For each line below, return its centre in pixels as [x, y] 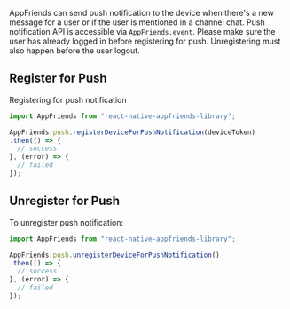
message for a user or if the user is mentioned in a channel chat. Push [137, 22]
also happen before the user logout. [74, 51]
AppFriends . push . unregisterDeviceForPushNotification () [114, 255]
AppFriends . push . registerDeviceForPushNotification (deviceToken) [132, 132]
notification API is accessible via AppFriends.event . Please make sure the [143, 32]
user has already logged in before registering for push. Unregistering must [145, 41]
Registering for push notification [68, 99]
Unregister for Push [65, 201]
